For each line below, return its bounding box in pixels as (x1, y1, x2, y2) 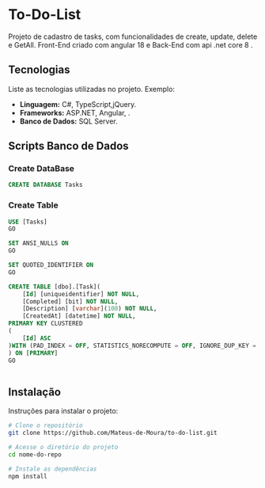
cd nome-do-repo (8, 450, 62, 459)
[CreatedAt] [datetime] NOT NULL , (22, 312, 136, 320)
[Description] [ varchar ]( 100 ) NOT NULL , (22, 305, 157, 313)
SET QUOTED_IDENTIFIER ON (8, 261, 93, 269)
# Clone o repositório (8, 421, 83, 429)
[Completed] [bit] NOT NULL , (22, 297, 119, 306)
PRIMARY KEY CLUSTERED (8, 319, 83, 328)
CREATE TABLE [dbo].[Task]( (8, 283, 101, 291)
